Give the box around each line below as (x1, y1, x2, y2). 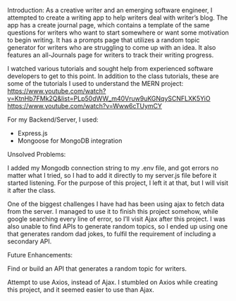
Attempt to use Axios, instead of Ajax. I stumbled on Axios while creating (7, 278, 218, 286)
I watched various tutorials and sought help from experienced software (7, 65, 213, 72)
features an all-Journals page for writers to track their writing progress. (7, 51, 214, 59)
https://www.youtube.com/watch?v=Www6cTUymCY (7, 102, 162, 110)
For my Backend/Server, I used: (7, 115, 99, 124)
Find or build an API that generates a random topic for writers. (7, 264, 187, 273)
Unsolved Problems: (7, 150, 66, 158)
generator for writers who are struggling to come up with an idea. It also (7, 44, 216, 51)
